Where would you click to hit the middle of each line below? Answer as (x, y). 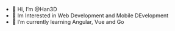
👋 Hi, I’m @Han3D (34, 9)
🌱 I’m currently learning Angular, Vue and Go (68, 22)
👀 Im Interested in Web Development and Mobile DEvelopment (90, 15)
